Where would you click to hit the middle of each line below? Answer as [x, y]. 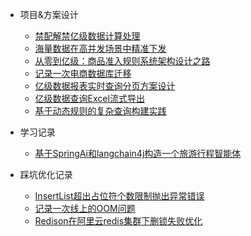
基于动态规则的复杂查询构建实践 [100, 111]
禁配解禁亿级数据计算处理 [87, 36]
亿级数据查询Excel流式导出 [89, 98]
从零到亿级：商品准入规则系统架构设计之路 [122, 61]
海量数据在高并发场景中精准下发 [100, 48]
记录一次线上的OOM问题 [85, 208]
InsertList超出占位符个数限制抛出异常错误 [119, 196]
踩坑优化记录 [46, 174]
